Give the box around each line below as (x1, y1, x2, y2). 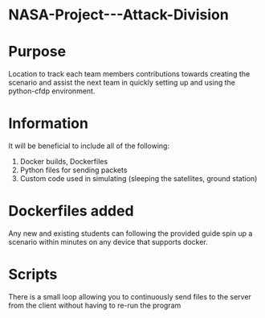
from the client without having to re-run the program (8, 300, 181, 310)
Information (8, 114, 88, 133)
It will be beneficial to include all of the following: (8, 141, 170, 151)
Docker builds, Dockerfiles (19, 157, 108, 167)
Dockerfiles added (8, 202, 134, 221)
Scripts (8, 266, 58, 283)
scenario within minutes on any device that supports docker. (8, 237, 209, 246)
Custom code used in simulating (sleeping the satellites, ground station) (19, 174, 258, 184)
